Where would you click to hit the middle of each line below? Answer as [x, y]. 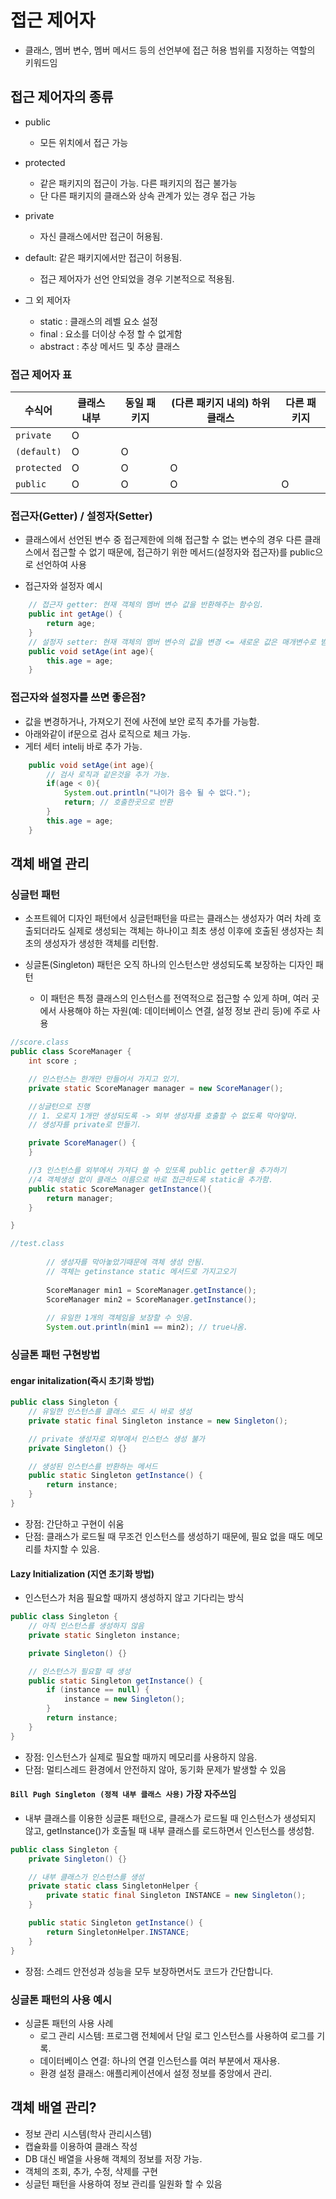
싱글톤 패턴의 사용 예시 [61, 1999]
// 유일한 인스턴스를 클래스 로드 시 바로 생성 [110, 1412]
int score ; [53, 1061]
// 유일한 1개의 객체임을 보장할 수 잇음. [120, 1318]
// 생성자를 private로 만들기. [85, 1125]
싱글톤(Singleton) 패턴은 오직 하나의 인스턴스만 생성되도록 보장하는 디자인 [169, 965]
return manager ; [80, 1198]
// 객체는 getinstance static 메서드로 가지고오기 [141, 1271]
